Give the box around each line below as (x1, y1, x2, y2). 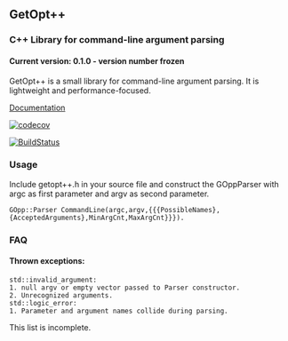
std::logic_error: (9, 298, 77, 307)
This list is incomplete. (9, 321, 92, 332)
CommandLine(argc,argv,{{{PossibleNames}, (60, 205, 220, 214)
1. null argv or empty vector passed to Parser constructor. (9, 283, 241, 292)
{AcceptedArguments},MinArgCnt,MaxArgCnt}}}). (9, 213, 185, 222)
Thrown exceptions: (9, 256, 85, 266)
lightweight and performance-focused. (9, 84, 151, 96)
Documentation (9, 102, 66, 113)
